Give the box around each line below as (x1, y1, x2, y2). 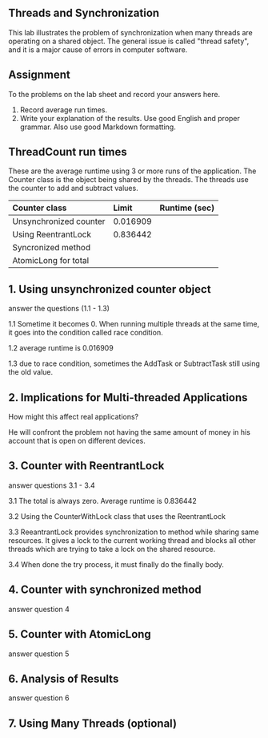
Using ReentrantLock (12, 229, 92, 240)
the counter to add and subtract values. (8, 184, 138, 193)
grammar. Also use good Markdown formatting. (19, 122, 176, 132)
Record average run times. (19, 104, 108, 115)
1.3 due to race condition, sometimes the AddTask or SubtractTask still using (8, 359, 260, 368)
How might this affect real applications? (8, 412, 138, 422)
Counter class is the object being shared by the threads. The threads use (8, 175, 250, 184)
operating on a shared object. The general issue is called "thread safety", (8, 36, 250, 46)
